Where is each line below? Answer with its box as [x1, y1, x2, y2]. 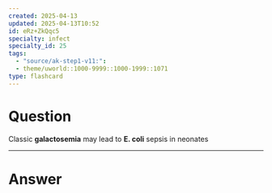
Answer [8, 169, 62, 188]
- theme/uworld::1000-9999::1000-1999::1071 [15, 65, 168, 73]
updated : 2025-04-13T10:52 [8, 19, 100, 28]
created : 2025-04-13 [8, 11, 79, 20]
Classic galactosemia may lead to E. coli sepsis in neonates [8, 134, 209, 144]
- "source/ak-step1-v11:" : [15, 58, 107, 66]
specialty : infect [8, 34, 70, 43]
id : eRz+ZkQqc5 [8, 27, 60, 35]
